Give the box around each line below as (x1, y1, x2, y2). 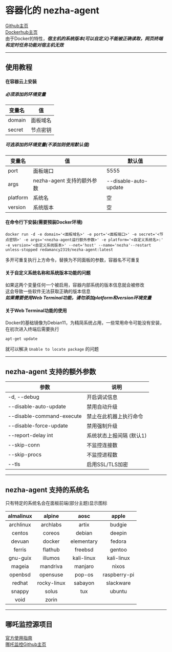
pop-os (75, 571, 94, 578)
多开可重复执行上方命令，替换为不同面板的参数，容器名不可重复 (5, 257, 140, 263)
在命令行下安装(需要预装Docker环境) (5, 219, 83, 226)
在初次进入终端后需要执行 (5, 326, 59, 332)
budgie (110, 521, 127, 528)
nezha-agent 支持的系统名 (5, 485, 90, 494)
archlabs (40, 521, 62, 528)
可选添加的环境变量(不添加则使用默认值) (5, 141, 90, 148)
